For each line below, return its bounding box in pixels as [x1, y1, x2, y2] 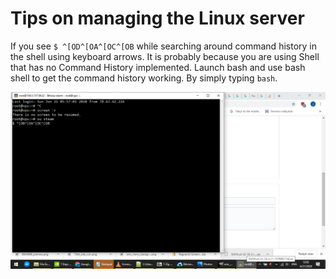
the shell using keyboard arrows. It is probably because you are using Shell [10, 50, 320, 62]
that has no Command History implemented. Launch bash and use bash [10, 61, 306, 73]
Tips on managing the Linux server [10, 7, 305, 30]
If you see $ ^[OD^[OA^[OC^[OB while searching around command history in [10, 40, 317, 52]
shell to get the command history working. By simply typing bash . [10, 72, 278, 84]
